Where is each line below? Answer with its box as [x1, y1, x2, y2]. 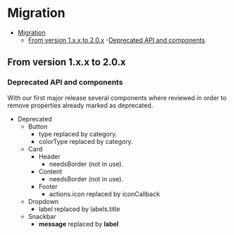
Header [38, 152, 61, 160]
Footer [38, 182, 58, 191]
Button [27, 122, 48, 131]
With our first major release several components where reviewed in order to [7, 93, 227, 102]
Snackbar [27, 212, 56, 220]
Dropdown [27, 197, 59, 205]
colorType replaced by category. [38, 137, 133, 145]
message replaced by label [38, 219, 119, 228]
